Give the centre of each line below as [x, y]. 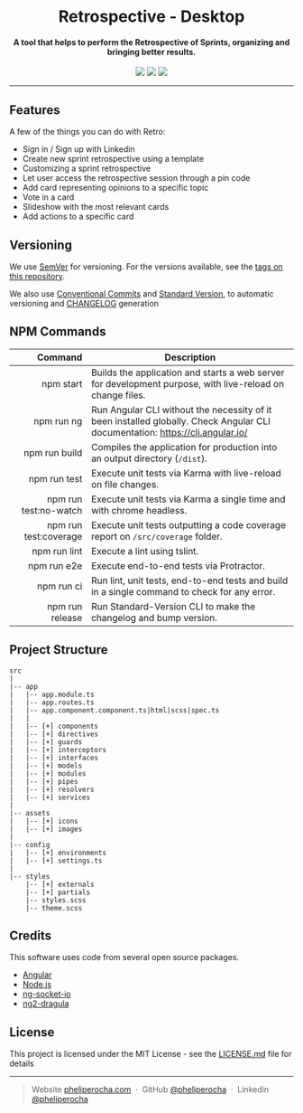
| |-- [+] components [54, 726]
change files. [119, 395]
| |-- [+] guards [46, 742]
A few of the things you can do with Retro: [87, 132]
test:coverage [53, 536]
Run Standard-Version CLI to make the [173, 606]
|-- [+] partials [58, 892]
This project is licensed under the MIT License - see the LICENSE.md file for [151, 1054]
